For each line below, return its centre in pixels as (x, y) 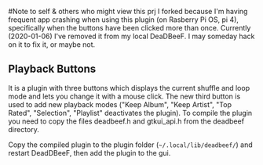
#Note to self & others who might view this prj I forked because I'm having (128, 11)
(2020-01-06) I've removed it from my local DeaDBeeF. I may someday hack (131, 36)
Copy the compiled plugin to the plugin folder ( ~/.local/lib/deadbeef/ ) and (130, 145)
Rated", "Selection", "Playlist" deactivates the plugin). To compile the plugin (130, 113)
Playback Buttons (52, 69)
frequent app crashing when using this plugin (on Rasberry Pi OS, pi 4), (124, 20)
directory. (24, 129)
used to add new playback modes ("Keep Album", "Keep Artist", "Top (120, 104)
